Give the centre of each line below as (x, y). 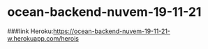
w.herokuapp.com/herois (43, 38)
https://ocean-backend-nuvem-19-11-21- (112, 31)
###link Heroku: (30, 31)
